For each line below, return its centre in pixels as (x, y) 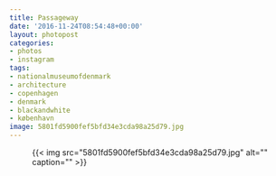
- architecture (38, 85)
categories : (32, 43)
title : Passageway (44, 18)
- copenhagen (34, 93)
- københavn (32, 118)
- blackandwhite (40, 110)
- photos (26, 51)
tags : (19, 69)
